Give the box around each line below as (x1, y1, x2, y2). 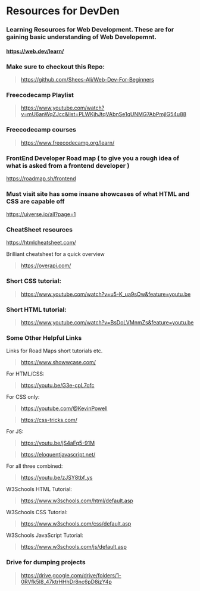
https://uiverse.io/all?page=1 (6, 211, 76, 218)
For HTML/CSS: (6, 370, 45, 377)
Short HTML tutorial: (6, 305, 67, 314)
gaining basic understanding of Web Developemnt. (6, 33, 157, 41)
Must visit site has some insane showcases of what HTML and (6, 189, 190, 198)
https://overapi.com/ (20, 262, 71, 269)
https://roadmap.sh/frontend (6, 174, 76, 182)
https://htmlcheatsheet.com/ (6, 239, 76, 246)
